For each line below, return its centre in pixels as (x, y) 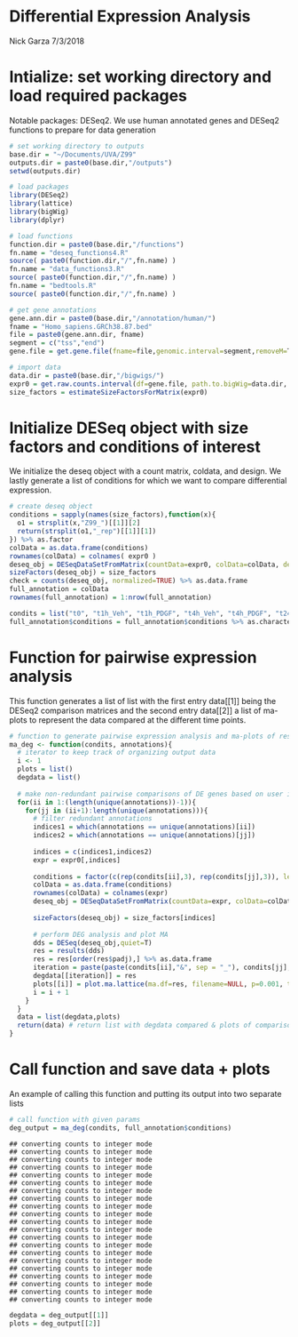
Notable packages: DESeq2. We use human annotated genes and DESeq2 (144, 120)
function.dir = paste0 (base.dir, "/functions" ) (97, 244)
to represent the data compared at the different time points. (138, 720)
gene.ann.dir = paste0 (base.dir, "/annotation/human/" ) (113, 318)
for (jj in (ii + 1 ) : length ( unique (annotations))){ (117, 811)
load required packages (98, 96)
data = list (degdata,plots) (69, 1017)
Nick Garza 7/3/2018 (47, 41)
